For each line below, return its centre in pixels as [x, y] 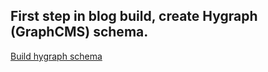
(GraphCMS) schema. [79, 32]
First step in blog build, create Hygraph [134, 16]
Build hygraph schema [56, 56]
